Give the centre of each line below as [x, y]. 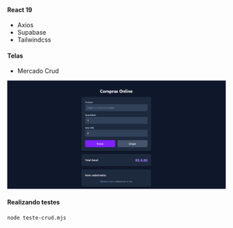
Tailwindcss [34, 40]
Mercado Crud [38, 71]
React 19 [20, 10]
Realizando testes [34, 202]
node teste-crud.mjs [37, 218]
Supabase [32, 33]
